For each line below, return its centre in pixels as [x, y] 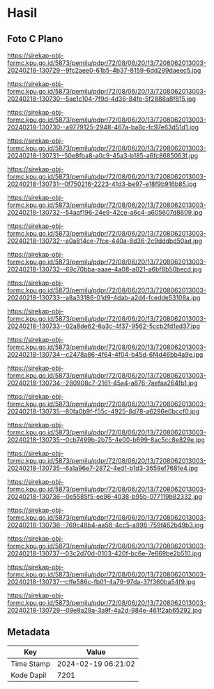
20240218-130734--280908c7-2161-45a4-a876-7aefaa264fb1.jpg [102, 383]
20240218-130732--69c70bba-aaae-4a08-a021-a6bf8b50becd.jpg [105, 269]
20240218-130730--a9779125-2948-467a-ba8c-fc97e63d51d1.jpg [103, 127]
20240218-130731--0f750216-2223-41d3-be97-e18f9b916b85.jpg [102, 184]
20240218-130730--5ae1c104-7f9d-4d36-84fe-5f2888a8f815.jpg [102, 99]
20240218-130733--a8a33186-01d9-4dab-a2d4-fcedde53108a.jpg [104, 298]
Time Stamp [31, 664]
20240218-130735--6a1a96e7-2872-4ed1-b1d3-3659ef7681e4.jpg [103, 468]
